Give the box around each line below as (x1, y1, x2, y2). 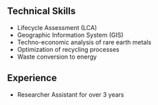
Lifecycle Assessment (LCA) (16, 23, 98, 31)
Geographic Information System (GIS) (16, 31, 124, 39)
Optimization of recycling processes (16, 45, 120, 53)
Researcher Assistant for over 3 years (16, 90, 124, 98)
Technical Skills (7, 5, 76, 17)
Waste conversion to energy (16, 52, 98, 61)
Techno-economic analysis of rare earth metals (16, 37, 152, 46)
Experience (7, 72, 57, 84)
